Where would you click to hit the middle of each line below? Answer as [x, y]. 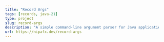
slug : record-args [24, 23]
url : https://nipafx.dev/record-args [43, 32]
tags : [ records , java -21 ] [31, 14]
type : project [20, 18]
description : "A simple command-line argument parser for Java [71, 28]
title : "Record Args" [27, 9]
